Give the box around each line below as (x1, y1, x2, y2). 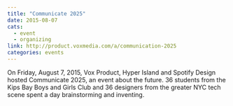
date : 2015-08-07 (7, 17, 58, 24)
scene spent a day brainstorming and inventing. (7, 90, 145, 98)
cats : (7, 23, 23, 30)
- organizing (13, 36, 52, 43)
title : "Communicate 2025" (7, 10, 86, 17)
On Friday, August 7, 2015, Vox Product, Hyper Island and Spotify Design (7, 68, 216, 77)
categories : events (7, 50, 64, 56)
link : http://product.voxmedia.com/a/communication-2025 (7, 43, 177, 50)
